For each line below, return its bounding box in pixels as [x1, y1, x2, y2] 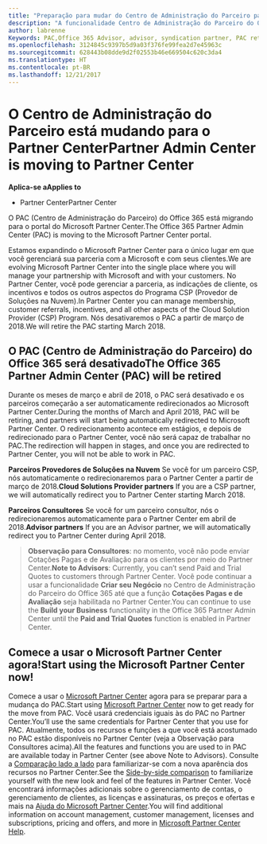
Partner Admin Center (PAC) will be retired [8, 369, 222, 383]
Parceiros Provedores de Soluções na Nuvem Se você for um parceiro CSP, [8, 465, 259, 474]
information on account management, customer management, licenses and [8, 810, 254, 819]
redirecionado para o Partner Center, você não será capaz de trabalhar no [8, 433, 251, 442]
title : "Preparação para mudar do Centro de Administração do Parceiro [8, 11, 250, 20]
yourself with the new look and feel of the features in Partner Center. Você [8, 776, 252, 786]
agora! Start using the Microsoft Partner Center [8, 658, 245, 671]
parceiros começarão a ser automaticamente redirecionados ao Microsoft [8, 399, 250, 408]
